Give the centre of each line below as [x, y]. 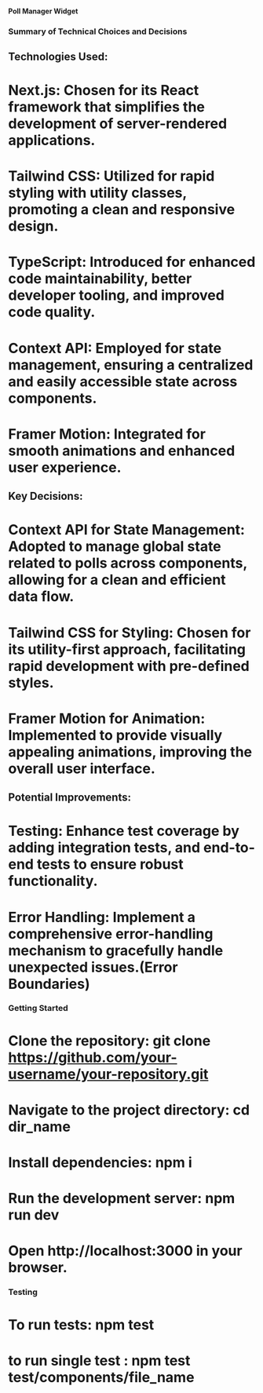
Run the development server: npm [122, 1199]
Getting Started [38, 1008]
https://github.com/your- [93, 1058]
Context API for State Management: [127, 530]
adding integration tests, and [104, 848]
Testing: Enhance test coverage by [124, 831]
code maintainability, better [100, 279]
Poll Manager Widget [43, 11]
